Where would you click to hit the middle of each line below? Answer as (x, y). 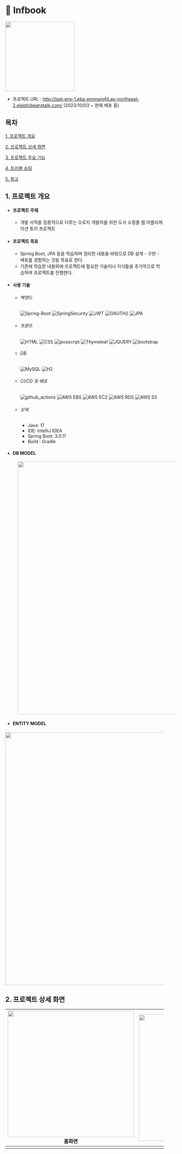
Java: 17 (36, 425)
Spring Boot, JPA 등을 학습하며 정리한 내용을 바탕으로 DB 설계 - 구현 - (89, 253)
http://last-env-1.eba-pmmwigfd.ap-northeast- (91, 99)
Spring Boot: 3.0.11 (47, 436)
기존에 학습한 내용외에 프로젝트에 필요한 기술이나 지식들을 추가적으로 (87, 266)
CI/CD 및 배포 (34, 381)
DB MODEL (24, 453)
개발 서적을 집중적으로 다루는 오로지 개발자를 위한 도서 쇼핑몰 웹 (82, 223)
